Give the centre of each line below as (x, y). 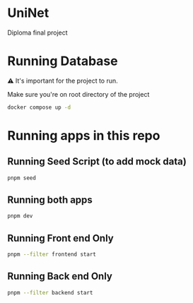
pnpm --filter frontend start (52, 255)
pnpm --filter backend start (50, 292)
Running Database (63, 61)
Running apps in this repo (84, 135)
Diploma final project (38, 32)
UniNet (28, 13)
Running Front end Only (61, 238)
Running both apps (50, 200)
